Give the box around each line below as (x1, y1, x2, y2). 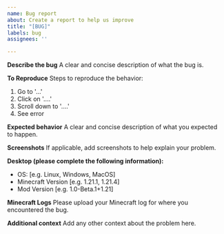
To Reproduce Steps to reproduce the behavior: (7, 74, 143, 83)
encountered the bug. (7, 206, 69, 214)
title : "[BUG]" (7, 23, 51, 30)
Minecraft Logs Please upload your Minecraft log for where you (7, 198, 188, 207)
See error (17, 110, 45, 118)
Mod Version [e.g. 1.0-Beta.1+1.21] (17, 185, 114, 193)
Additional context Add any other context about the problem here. (7, 219, 196, 228)
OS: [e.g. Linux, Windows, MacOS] (17, 170, 116, 179)
